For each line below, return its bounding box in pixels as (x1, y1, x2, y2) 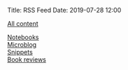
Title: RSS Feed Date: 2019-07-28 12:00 (7, 6, 122, 14)
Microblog (7, 41, 37, 48)
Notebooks (7, 33, 39, 41)
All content (7, 20, 38, 27)
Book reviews (7, 55, 47, 64)
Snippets (7, 48, 33, 56)
